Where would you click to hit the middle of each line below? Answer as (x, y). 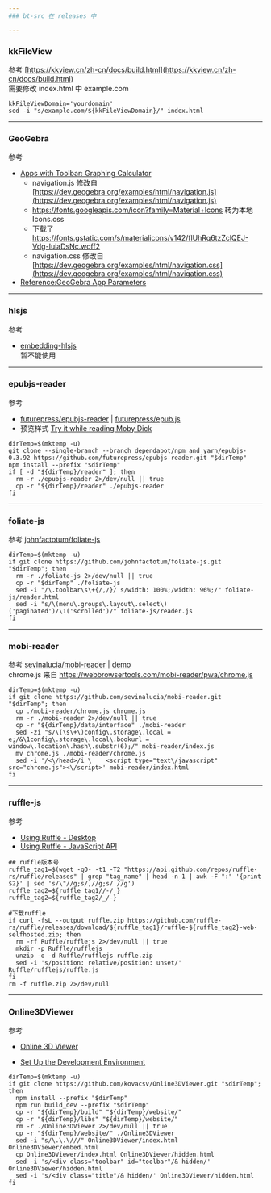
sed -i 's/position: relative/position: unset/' (99, 963)
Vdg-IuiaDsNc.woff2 (66, 246)
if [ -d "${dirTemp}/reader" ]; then (72, 472)
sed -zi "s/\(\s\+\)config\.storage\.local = (94, 733)
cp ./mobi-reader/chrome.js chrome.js (81, 711)
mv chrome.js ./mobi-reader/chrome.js (81, 754)
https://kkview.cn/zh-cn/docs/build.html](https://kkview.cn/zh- (131, 69)
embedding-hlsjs (48, 345)
